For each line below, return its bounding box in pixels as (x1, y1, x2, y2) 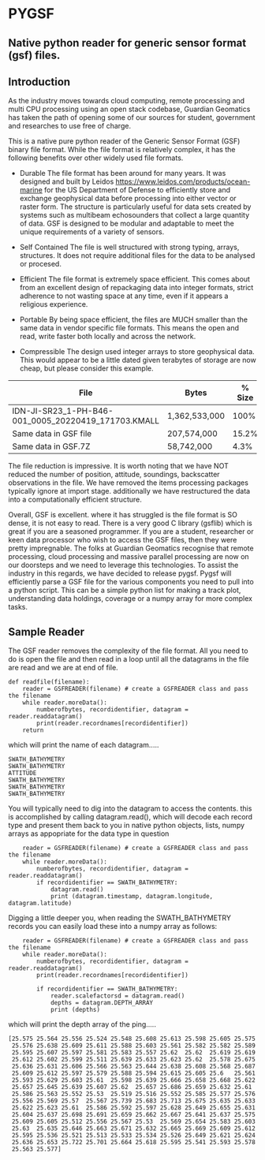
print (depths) (50, 1006, 101, 1014)
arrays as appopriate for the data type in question (8, 829, 170, 838)
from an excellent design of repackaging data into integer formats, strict (19, 283, 254, 293)
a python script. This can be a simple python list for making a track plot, (8, 585, 241, 595)
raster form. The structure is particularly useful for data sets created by (19, 202, 252, 211)
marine (19, 185, 43, 195)
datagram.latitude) (8, 900, 73, 908)
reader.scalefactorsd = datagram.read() (50, 992, 185, 1000)
